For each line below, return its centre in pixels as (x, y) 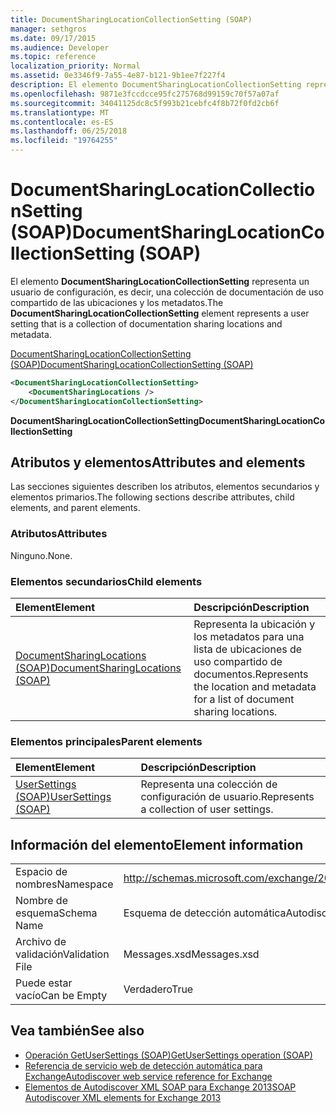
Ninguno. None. (41, 555)
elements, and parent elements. (75, 508)
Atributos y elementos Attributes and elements (158, 462)
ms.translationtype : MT (60, 112)
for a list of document (244, 699)
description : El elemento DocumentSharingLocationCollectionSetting (156, 85)
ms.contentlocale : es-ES (62, 122)
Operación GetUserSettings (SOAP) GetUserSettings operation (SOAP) (168, 1055)
